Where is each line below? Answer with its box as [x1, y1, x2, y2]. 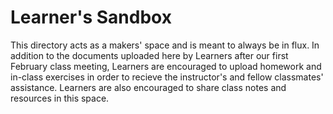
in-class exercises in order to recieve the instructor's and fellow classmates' [10, 71, 324, 83]
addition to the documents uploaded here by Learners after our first [10, 49, 289, 61]
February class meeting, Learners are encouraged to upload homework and [10, 60, 322, 72]
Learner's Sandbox [10, 6, 172, 29]
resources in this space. [10, 92, 110, 104]
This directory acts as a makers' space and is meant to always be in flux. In [10, 39, 320, 51]
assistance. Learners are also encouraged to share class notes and [10, 81, 287, 93]
